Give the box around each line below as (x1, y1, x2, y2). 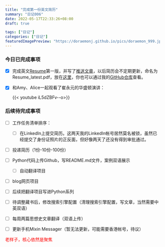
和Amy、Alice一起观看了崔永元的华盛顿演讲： (12, 84, 105, 91)
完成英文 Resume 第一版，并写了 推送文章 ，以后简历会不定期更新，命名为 (12, 68, 158, 74)
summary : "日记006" (5, 12, 44, 17)
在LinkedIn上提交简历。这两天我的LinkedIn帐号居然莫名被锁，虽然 (19, 130, 153, 136)
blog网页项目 (12, 178, 39, 184)
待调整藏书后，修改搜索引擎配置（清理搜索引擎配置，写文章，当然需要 (12, 199, 155, 205)
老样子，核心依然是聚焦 (5, 237, 53, 243)
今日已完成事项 (5, 56, 41, 63)
